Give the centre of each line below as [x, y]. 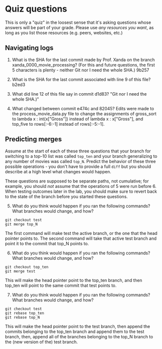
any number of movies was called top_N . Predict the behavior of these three [81, 161]
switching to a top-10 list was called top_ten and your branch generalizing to [81, 156]
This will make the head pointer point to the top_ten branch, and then [74, 280]
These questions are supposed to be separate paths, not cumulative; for [77, 181]
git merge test [20, 271]
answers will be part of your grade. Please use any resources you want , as [79, 27]
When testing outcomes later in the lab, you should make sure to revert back [81, 191]
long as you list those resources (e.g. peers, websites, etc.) [64, 33]
